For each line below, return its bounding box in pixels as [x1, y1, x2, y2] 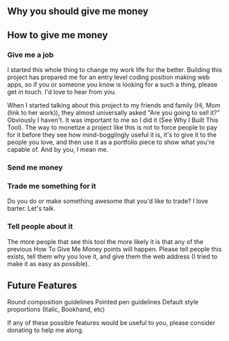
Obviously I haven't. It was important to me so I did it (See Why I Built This [7, 116, 219, 124]
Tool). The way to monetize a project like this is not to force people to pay [7, 123, 217, 132]
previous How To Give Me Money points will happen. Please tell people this [7, 245, 222, 253]
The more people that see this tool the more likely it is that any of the [7, 237, 203, 245]
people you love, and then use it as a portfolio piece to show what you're [7, 138, 215, 146]
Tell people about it [7, 222, 73, 231]
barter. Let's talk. [7, 204, 56, 213]
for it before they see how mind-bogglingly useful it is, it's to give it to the [7, 131, 217, 139]
